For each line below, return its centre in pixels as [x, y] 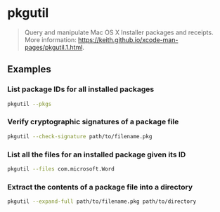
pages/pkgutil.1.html [53, 47]
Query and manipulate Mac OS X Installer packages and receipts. [119, 32]
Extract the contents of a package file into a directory [100, 187]
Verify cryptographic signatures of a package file [93, 122]
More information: [51, 39]
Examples [29, 69]
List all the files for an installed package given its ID [97, 154]
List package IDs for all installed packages [81, 89]
